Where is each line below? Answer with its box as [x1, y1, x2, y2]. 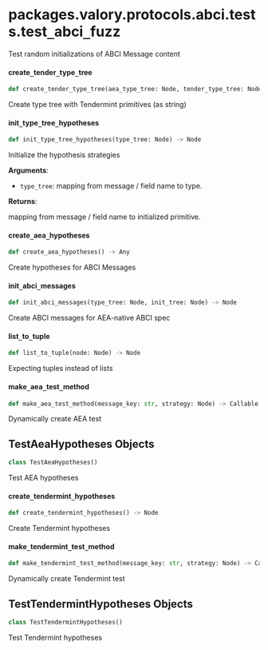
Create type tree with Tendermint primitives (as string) [8, 100, 187, 110]
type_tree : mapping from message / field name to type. [19, 181, 203, 191]
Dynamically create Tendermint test [8, 574, 125, 584]
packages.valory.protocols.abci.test [8, 6, 256, 24]
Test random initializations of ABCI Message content [8, 49, 181, 58]
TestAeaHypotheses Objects [8, 437, 155, 451]
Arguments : [8, 165, 49, 175]
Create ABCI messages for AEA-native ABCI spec [8, 313, 171, 323]
